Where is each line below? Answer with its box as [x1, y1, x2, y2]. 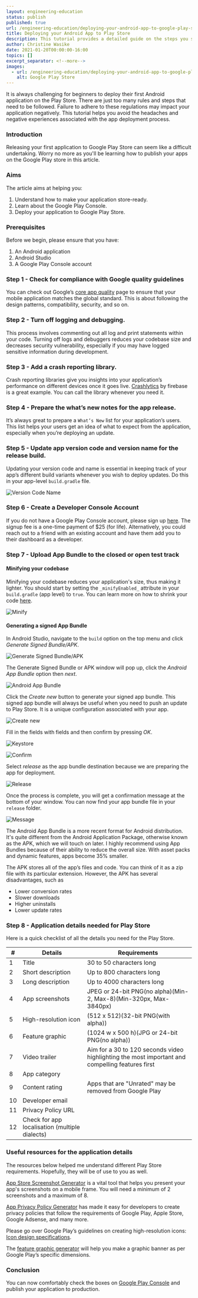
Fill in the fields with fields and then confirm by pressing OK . [6, 729, 153, 736]
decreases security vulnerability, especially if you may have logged [6, 341, 169, 349]
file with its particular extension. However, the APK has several [6, 870, 158, 878]
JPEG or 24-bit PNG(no [87, 987, 153, 995]
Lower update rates [14, 906, 62, 914]
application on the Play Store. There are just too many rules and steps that [6, 97, 186, 104]
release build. [6, 452, 46, 460]
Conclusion [6, 1266, 40, 1274]
